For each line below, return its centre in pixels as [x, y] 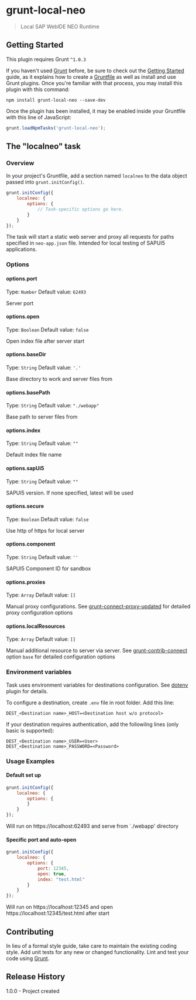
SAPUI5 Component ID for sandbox [49, 568]
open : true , [52, 874]
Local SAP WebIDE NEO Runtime [60, 26]
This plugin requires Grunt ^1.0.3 [46, 59]
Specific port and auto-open [41, 840]
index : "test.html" [61, 879]
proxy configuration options [39, 613]
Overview [20, 163]
